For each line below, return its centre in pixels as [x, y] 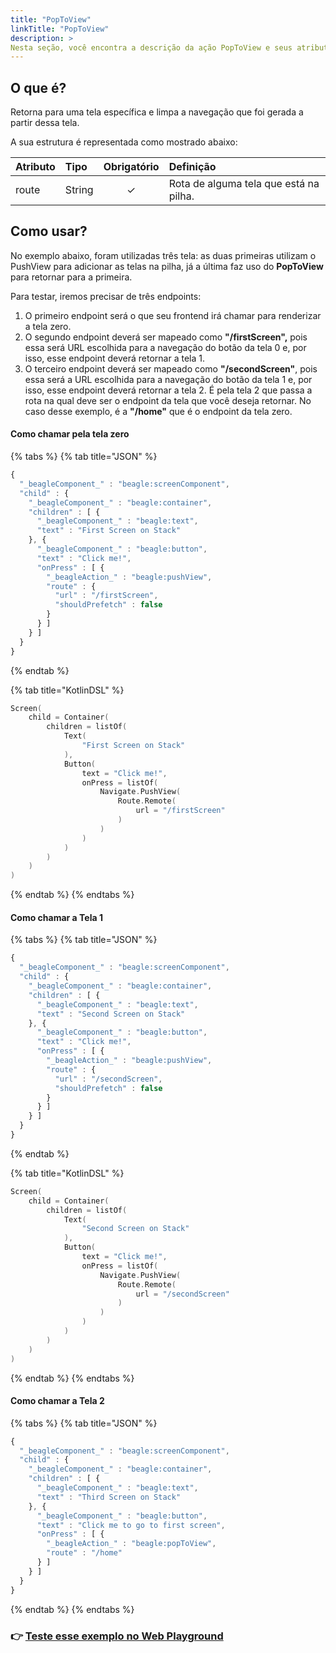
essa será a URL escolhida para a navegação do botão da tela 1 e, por [168, 379]
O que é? [38, 87]
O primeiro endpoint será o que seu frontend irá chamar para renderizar [173, 315]
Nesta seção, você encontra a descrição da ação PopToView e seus [151, 47]
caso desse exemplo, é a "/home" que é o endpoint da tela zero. [158, 411]
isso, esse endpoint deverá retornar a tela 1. [115, 358]
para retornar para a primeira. [71, 277]
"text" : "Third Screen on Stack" [109, 1497]
